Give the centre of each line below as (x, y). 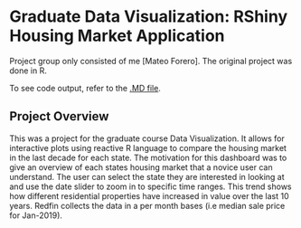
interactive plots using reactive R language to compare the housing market (148, 147)
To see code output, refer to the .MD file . (85, 88)
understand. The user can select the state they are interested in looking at (147, 176)
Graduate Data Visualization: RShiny (148, 17)
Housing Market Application (117, 36)
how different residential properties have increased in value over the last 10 (149, 195)
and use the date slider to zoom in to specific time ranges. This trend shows (150, 186)
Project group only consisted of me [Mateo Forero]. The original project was (151, 61)
